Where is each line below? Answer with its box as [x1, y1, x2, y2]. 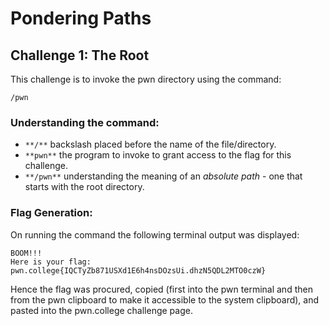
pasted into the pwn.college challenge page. [10, 304, 193, 316]
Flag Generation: [10, 206, 93, 220]
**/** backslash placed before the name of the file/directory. [24, 138, 277, 151]
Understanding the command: [10, 115, 160, 129]
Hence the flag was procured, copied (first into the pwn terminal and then [10, 283, 313, 295]
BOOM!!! [10, 248, 43, 258]
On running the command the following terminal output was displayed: [10, 228, 300, 241]
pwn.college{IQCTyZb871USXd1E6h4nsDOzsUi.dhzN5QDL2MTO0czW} [10, 265, 267, 276]
